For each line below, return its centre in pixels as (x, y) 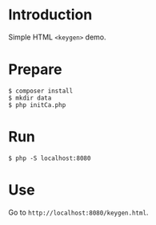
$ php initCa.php (37, 105)
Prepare (35, 70)
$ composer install (41, 91)
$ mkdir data (30, 98)
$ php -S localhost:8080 (50, 158)
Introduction (50, 15)
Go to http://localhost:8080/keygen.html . (78, 212)
